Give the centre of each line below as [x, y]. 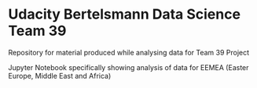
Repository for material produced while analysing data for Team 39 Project [129, 52]
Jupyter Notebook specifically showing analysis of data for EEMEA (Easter [128, 67]
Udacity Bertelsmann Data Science [125, 14]
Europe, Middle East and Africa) [60, 76]
